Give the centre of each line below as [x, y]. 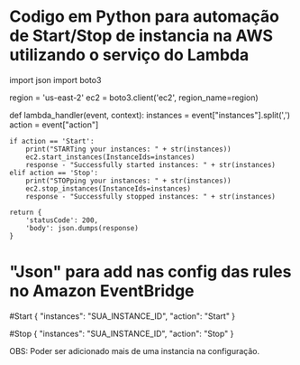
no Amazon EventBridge [102, 291]
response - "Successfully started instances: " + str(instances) [151, 164]
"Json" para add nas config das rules [150, 272]
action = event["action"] [54, 125]
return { [26, 212]
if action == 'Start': [52, 141]
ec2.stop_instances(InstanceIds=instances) [109, 188]
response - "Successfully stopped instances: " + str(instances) [151, 196]
